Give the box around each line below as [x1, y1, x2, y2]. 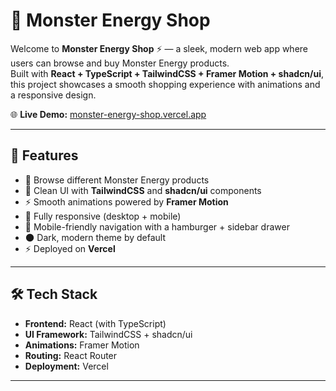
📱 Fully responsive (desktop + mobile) [24, 210, 182, 222]
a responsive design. [10, 89, 97, 101]
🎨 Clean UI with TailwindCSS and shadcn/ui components [24, 184, 262, 196]
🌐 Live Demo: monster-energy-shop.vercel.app [10, 108, 207, 120]
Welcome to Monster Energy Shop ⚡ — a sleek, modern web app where [10, 42, 308, 54]
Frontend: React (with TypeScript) [24, 317, 167, 329]
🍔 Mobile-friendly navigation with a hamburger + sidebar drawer [24, 220, 290, 233]
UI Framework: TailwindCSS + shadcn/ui [24, 328, 193, 340]
